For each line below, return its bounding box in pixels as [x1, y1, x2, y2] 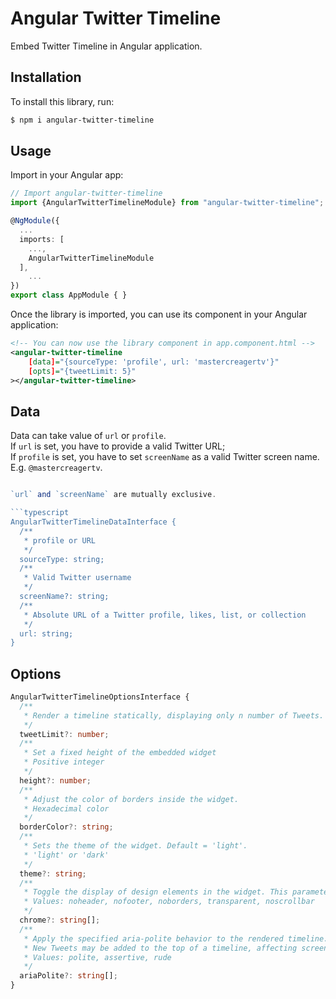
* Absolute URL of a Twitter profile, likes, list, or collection [23, 610, 307, 620]
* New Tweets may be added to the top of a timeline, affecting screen [23, 943, 329, 953]
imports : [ [19, 234, 65, 244]
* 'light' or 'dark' [23, 850, 110, 860]
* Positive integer [23, 757, 105, 767]
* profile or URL [23, 535, 97, 546]
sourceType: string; [19, 554, 105, 564]
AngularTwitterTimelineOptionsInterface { [10, 692, 190, 702]
